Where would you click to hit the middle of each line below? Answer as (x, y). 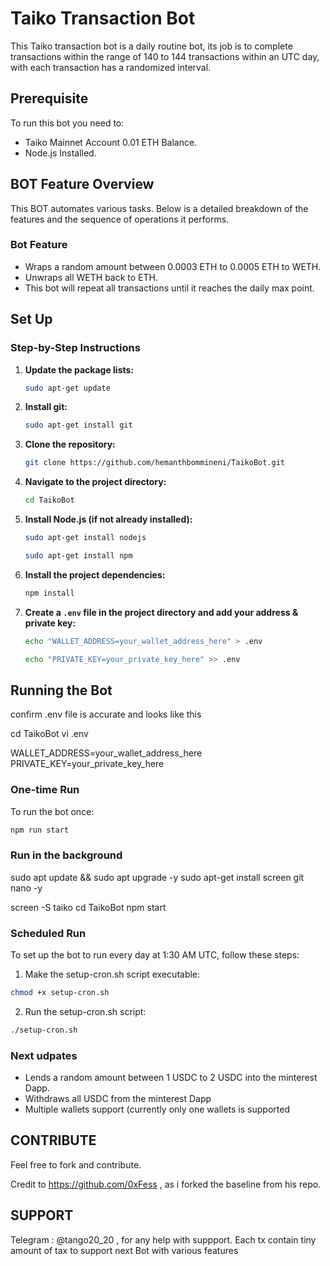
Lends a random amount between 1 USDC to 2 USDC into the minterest (171, 1078)
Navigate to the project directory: (95, 482)
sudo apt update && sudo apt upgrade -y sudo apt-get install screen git (157, 877)
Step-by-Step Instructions (75, 348)
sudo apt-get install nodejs (85, 538)
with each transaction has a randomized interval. (111, 67)
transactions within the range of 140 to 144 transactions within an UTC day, (165, 56)
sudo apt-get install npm (78, 555)
